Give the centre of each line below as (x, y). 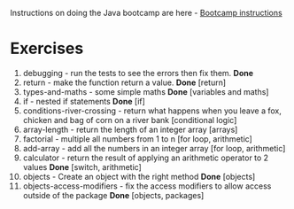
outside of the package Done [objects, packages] (113, 195)
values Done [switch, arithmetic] (82, 166)
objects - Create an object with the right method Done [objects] (139, 176)
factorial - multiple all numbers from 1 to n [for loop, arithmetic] (138, 139)
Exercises (47, 49)
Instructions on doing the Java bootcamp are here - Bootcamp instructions (146, 13)
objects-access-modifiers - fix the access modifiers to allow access (147, 186)
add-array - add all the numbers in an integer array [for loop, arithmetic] (154, 148)
